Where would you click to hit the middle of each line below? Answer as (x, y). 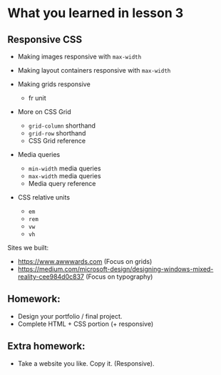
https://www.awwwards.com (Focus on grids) (85, 261)
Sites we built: (28, 248)
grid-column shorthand (62, 125)
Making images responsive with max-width (79, 56)
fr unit (37, 98)
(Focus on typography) (119, 277)
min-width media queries (65, 168)
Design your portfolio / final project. (70, 316)
